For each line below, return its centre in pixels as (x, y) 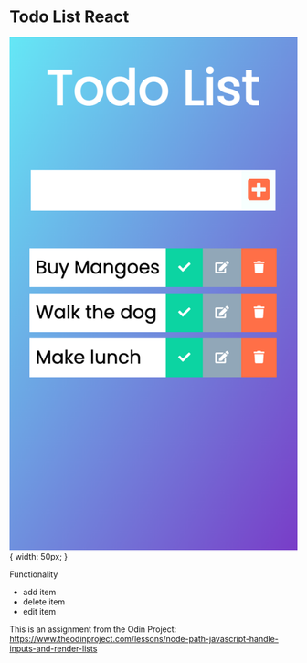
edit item (39, 612)
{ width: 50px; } (39, 557)
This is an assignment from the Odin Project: (93, 629)
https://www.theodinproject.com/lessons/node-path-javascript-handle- (144, 639)
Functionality (34, 574)
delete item (44, 602)
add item (39, 593)
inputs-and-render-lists (53, 649)
